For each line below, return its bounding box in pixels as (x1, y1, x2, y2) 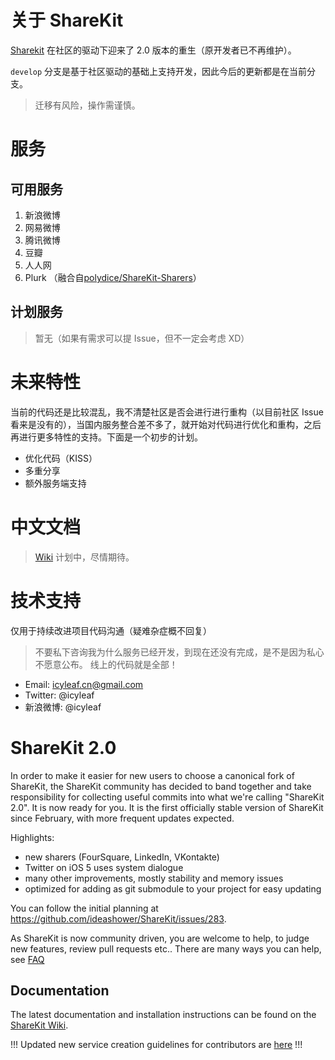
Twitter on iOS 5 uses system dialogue (24, 861, 184, 873)
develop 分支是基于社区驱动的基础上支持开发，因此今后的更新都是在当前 (10, 65, 308, 77)
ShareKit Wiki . (10, 1019, 69, 1031)
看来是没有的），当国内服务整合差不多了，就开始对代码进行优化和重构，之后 (10, 418, 322, 430)
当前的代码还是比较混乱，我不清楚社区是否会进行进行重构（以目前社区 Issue (10, 406, 324, 418)
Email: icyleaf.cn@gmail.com (24, 678, 144, 690)
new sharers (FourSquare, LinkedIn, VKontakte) (24, 851, 220, 863)
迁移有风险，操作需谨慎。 (34, 99, 141, 111)
